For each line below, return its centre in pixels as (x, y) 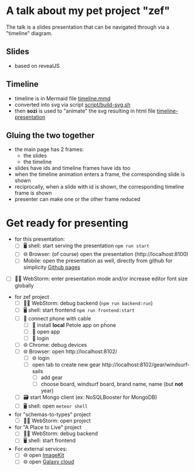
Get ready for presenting (67, 223)
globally (24, 285)
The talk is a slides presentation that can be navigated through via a (88, 27)
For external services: (41, 449)
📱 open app (46, 332)
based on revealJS (37, 66)
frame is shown (33, 193)
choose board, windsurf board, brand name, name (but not (112, 384)
